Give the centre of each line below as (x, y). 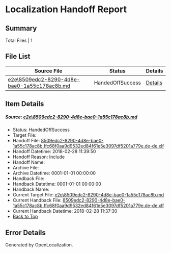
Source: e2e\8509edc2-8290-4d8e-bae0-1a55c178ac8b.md (71, 117)
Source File (48, 71)
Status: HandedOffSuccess (41, 130)
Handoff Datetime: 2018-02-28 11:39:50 (54, 151)
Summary (21, 28)
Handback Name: (31, 189)
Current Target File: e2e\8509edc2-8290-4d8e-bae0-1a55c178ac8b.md (88, 195)
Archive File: (26, 168)
